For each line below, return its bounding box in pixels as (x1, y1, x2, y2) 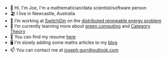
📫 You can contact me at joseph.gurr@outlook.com (10, 47, 119, 53)
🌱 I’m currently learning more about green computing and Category (10, 23, 151, 29)
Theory (10, 28, 26, 34)
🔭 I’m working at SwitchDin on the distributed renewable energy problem (10, 18, 162, 24)
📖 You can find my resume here (10, 34, 76, 40)
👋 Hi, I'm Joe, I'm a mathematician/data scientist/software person (10, 5, 147, 11)
